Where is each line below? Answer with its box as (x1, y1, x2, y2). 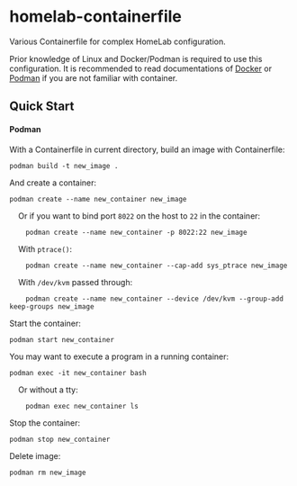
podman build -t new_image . (9, 161, 119, 170)
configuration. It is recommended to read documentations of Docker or (9, 63, 273, 74)
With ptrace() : (17, 243, 73, 254)
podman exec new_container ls (25, 401, 139, 410)
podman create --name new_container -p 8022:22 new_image (25, 228, 247, 237)
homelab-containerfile (9, 6, 183, 27)
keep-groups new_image (9, 301, 94, 311)
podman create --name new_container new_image (9, 194, 187, 203)
